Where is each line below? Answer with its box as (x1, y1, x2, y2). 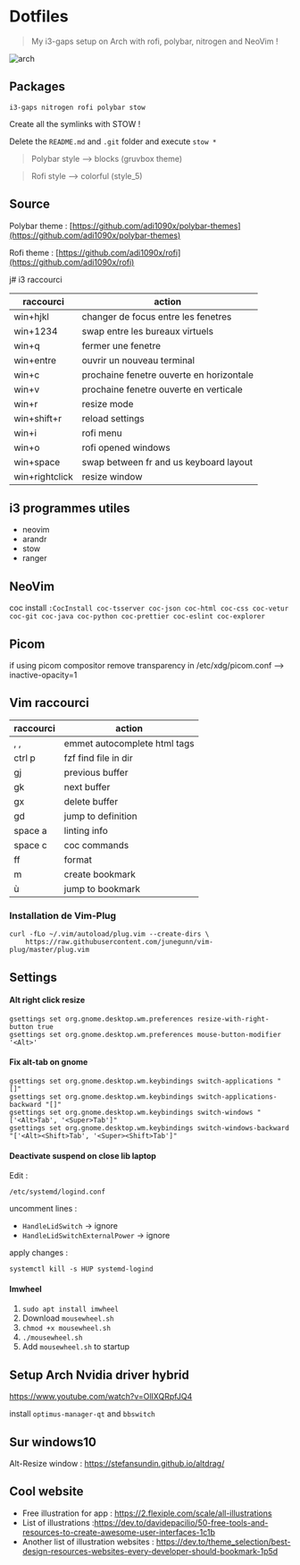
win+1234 (13, 325, 58, 337)
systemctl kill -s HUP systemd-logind (9, 1264, 154, 1274)
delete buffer (63, 795, 119, 807)
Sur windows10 (9, 1434, 96, 1450)
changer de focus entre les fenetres (81, 310, 232, 323)
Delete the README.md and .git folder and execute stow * (9, 136, 217, 147)
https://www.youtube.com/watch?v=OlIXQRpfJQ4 (9, 1391, 193, 1402)
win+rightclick (13, 470, 74, 482)
